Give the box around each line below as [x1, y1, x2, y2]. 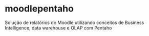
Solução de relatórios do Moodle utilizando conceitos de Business [5, 19, 144, 25]
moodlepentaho [5, 3, 74, 14]
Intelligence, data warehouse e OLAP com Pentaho [5, 24, 112, 30]
